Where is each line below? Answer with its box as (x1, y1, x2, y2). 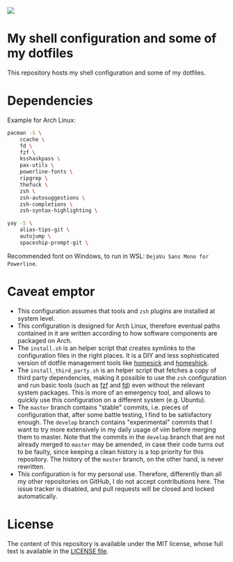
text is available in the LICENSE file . (7, 547, 109, 555)
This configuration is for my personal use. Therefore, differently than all (17, 469, 223, 478)
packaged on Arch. (17, 336, 72, 344)
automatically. (17, 492, 58, 500)
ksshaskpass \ (19, 155, 61, 162)
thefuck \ (19, 181, 49, 188)
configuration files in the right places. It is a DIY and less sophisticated (17, 351, 219, 359)
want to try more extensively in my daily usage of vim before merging (17, 425, 216, 434)
